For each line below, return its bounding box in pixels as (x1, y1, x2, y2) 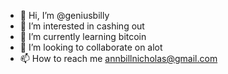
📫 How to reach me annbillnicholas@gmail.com (19, 53, 218, 64)
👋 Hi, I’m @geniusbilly (19, 10, 110, 21)
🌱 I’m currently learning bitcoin (19, 31, 147, 42)
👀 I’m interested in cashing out (19, 20, 145, 32)
